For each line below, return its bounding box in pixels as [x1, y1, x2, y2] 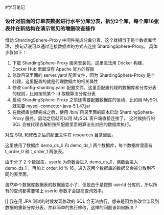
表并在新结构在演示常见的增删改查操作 [5, 25, 95, 32]
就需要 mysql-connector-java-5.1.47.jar [12, 103, 91, 109]
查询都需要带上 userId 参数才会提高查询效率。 [13, 188, 106, 194]
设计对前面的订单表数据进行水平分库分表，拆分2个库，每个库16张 [5, 18, 159, 25]
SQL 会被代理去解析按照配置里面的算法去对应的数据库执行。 [12, 122, 134, 127]
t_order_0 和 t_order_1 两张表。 [5, 149, 67, 154]
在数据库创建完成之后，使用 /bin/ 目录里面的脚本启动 [12, 109, 118, 115]
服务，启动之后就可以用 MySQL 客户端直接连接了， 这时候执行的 [25, 115, 155, 122]
